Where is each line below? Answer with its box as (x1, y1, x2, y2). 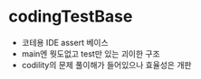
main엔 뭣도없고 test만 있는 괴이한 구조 (21, 48, 160, 59)
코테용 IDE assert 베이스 (21, 37, 110, 48)
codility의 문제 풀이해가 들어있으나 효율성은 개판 (21, 59, 192, 70)
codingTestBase (8, 6, 133, 27)
